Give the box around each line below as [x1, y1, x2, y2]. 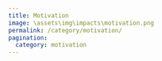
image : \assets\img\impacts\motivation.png [8, 19, 155, 27]
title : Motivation [8, 11, 69, 20]
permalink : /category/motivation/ [8, 26, 123, 34]
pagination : [8, 33, 48, 42]
